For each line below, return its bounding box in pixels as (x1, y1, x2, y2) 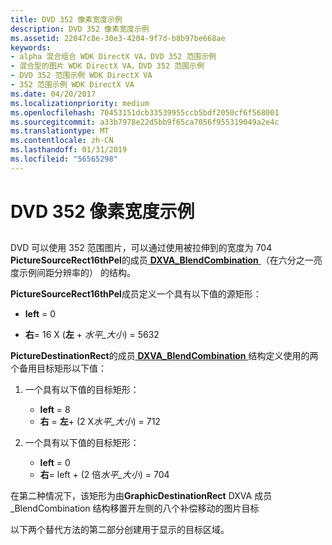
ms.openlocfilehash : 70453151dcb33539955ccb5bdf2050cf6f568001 (10, 107, 280, 118)
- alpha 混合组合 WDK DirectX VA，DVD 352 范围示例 (10, 52, 217, 62)
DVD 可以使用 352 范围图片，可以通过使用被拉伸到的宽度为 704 (10, 242, 273, 254)
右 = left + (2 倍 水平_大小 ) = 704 (39, 469, 170, 481)
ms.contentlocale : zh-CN (10, 136, 114, 146)
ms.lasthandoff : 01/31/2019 (10, 145, 128, 155)
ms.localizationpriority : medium (10, 98, 150, 108)
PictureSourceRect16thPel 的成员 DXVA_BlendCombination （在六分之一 (10, 254, 314, 266)
